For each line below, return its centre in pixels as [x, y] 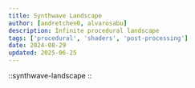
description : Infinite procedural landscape [84, 30]
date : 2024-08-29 [37, 46]
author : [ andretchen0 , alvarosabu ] [68, 23]
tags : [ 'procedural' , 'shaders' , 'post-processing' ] [98, 38]
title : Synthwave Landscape [55, 16]
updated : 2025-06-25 [43, 53]
